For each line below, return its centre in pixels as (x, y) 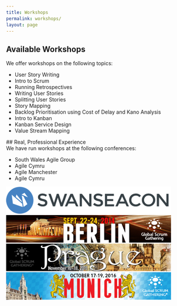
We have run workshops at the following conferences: (71, 148)
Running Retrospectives (43, 87)
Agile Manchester (36, 172)
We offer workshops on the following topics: (59, 63)
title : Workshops (27, 12)
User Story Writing (37, 75)
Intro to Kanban (33, 118)
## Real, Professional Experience (46, 142)
